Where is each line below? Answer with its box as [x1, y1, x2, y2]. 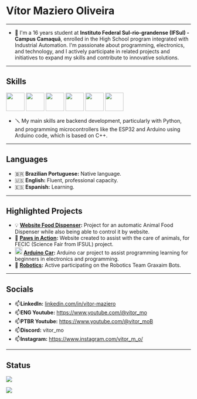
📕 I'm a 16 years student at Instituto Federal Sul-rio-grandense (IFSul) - [14, 29, 189, 36]
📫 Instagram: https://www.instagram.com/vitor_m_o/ [14, 336, 144, 343]
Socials [6, 284, 34, 294]
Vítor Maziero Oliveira [6, 4, 115, 18]
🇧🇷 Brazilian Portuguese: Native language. [14, 170, 122, 177]
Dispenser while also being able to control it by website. [14, 228, 150, 236]
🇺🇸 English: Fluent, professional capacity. [14, 176, 118, 183]
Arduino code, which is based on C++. [14, 132, 108, 139]
